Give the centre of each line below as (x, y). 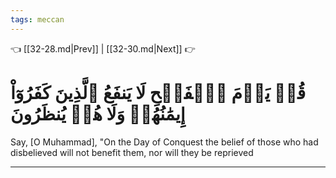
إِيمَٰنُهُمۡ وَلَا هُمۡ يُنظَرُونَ (98, 113)
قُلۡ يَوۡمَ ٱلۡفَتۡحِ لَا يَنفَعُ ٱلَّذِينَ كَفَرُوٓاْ (158, 92)
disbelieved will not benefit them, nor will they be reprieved (132, 152)
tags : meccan (37, 19)
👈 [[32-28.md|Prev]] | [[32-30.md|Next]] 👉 (103, 48)
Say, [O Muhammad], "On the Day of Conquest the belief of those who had (164, 142)
